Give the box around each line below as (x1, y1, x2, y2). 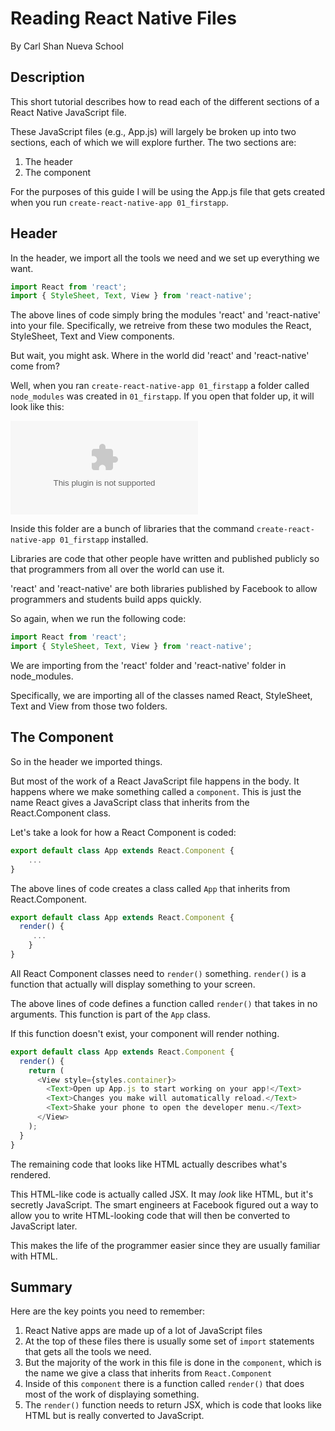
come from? (10, 360, 60, 372)
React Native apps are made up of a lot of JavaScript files (24, 1325, 263, 1337)
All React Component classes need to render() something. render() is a (10, 967, 307, 979)
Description (10, 69, 85, 86)
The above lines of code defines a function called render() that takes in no (10, 997, 318, 1009)
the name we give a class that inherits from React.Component (24, 1367, 273, 1379)
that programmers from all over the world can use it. (10, 563, 225, 576)
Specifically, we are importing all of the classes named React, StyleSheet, (10, 690, 313, 702)
